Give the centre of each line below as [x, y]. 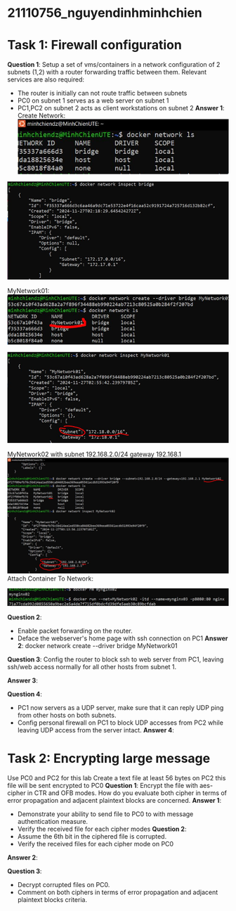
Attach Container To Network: [50, 579]
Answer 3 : [23, 680]
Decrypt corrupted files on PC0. [64, 884]
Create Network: [41, 116]
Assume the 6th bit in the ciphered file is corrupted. [92, 836]
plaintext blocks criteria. [52, 899]
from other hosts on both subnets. [67, 715]
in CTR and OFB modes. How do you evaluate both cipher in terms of [127, 793]
